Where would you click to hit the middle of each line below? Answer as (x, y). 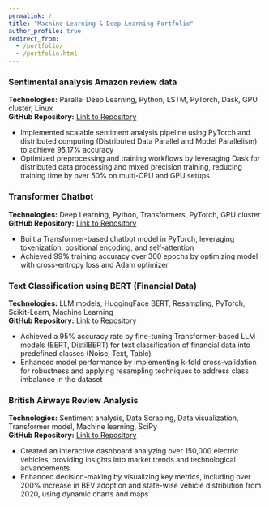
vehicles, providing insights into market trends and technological (128, 460)
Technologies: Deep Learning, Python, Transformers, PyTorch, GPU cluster (134, 214)
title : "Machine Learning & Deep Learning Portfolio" (101, 24)
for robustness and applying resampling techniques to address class (134, 371)
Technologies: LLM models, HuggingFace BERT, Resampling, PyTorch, (127, 303)
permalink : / (30, 16)
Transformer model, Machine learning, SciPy (83, 427)
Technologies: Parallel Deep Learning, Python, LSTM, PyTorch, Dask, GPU (133, 100)
